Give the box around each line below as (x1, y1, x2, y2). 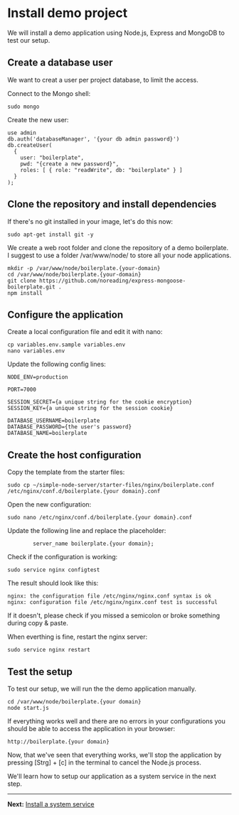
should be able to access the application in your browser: (7, 725, 176, 733)
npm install (7, 289, 43, 296)
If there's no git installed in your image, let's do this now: (7, 217, 173, 225)
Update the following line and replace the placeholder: (7, 527, 166, 535)
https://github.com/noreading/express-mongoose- (38, 277, 186, 284)
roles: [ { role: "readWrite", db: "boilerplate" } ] (20, 166, 183, 173)
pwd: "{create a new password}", (20, 160, 119, 168)
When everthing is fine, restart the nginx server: (7, 632, 148, 641)
